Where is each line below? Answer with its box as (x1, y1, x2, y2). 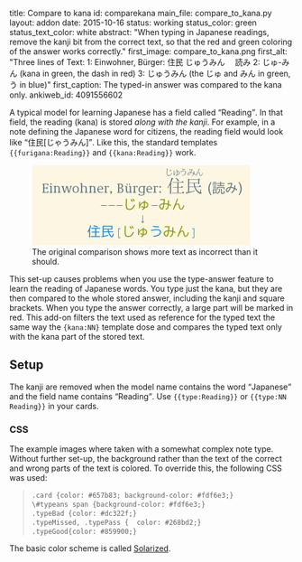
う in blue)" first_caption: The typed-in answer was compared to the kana (9, 80, 282, 89)
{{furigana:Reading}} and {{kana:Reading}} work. (9, 147, 197, 157)
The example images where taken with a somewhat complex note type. (9, 444, 274, 454)
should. (32, 257, 60, 267)
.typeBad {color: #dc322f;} (31, 510, 137, 519)
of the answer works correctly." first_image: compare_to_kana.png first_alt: (9, 46, 288, 57)
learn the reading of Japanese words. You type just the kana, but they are (9, 284, 283, 294)
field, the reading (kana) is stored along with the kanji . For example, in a (9, 117, 276, 127)
